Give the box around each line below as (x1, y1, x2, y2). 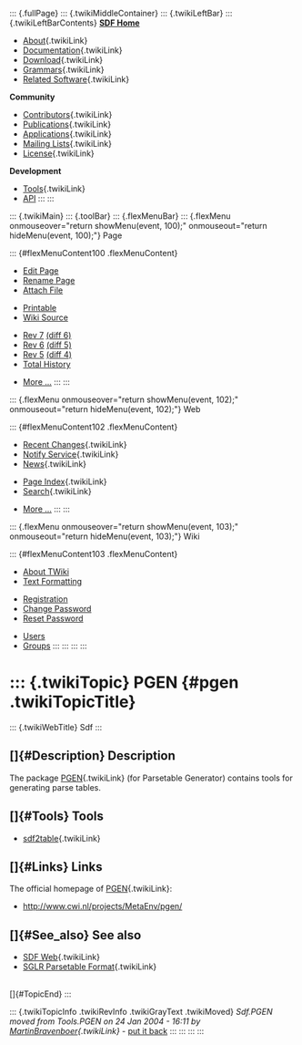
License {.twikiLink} (22, 148, 96, 159)
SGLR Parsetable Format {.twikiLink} (22, 961, 157, 972)
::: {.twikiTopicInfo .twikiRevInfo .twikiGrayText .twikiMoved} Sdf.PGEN (9, 1007, 273, 1018)
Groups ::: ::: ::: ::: (22, 640, 88, 651)
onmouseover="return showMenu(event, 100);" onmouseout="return (9, 221, 268, 231)
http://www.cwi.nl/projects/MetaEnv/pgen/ (22, 901, 183, 912)
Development (9, 166, 62, 176)
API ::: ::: (22, 193, 55, 203)
